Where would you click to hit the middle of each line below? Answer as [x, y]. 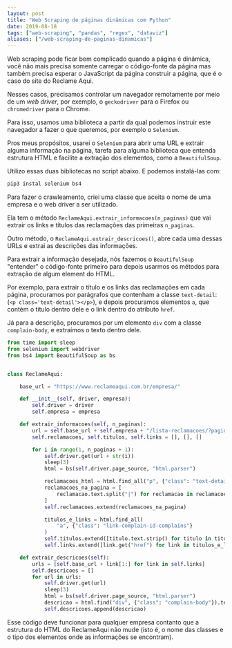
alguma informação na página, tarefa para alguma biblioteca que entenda [112, 151]
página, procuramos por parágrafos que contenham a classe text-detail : [112, 295]
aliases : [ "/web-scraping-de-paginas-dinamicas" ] [80, 39]
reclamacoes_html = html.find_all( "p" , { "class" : [117, 482]
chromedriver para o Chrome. [49, 109]
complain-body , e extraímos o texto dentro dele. [74, 330]
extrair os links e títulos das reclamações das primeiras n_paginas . [101, 225]
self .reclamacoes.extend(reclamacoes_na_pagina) [115, 507]
